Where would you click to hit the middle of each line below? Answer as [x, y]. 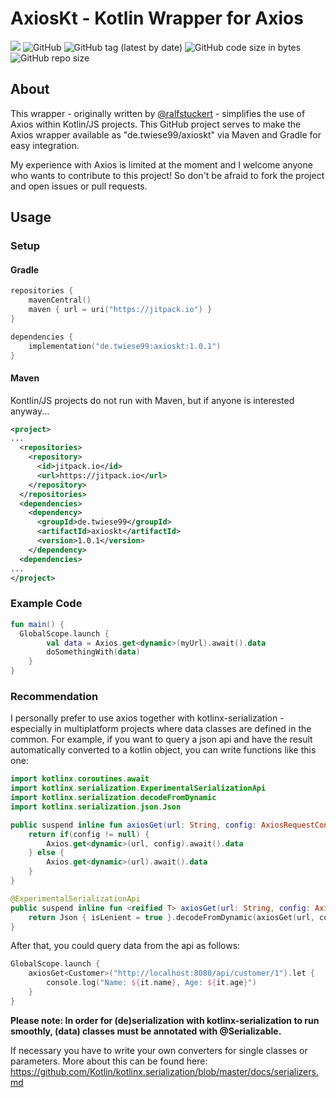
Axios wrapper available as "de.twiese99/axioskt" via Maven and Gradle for [166, 134]
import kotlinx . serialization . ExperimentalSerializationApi [138, 788]
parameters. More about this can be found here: [109, 1061]
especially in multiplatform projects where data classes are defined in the [161, 729]
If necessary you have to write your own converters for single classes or [159, 1050]
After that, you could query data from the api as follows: [125, 946]
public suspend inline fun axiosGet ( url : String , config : [133, 825]
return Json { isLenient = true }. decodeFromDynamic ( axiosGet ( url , [171, 917]
